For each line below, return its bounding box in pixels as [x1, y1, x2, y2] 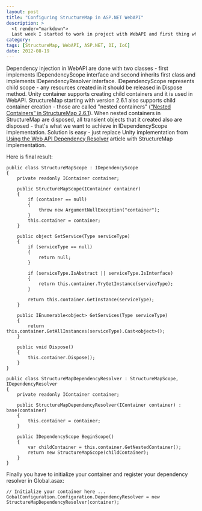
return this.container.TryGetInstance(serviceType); [38, 281, 173, 287]
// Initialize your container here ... [6, 489, 106, 495]
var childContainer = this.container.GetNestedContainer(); [28, 444, 182, 450]
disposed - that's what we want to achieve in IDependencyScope [6, 122, 168, 130]
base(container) [6, 407, 47, 413]
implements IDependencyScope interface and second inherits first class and [6, 71, 196, 78]
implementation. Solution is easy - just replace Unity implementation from [6, 128, 188, 136]
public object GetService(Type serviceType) [17, 233, 130, 239]
